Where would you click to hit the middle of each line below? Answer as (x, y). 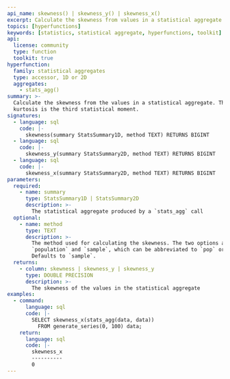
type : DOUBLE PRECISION (59, 275)
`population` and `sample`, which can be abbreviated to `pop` (124, 250)
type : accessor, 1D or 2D (50, 77)
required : (27, 186)
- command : (29, 301)
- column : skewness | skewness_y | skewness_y (87, 268)
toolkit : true (33, 58)
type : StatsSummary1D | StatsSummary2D (82, 199)
